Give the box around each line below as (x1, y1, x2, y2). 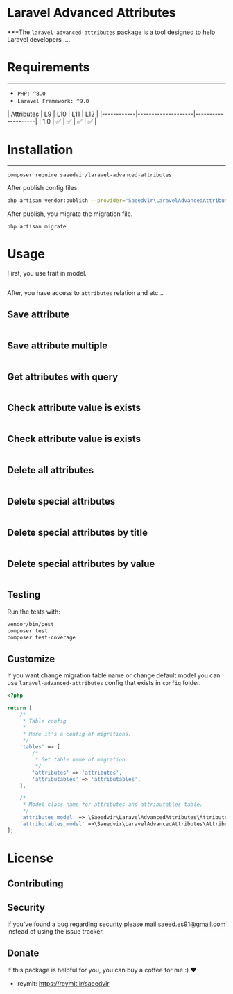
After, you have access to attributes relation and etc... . (7, 288, 168, 296)
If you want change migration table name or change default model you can (7, 671, 221, 680)
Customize (7, 652, 55, 664)
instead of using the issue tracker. (7, 927, 104, 936)
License (7, 850, 54, 866)
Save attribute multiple (7, 339, 108, 351)
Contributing (7, 878, 64, 890)
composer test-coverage (7, 634, 76, 641)
